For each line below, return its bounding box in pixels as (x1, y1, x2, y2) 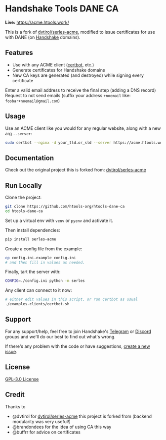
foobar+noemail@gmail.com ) (5, 98, 60, 104)
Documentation (5, 154, 54, 162)
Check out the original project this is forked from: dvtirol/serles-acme (5, 167, 147, 173)
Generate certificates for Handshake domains (12, 67, 105, 73)
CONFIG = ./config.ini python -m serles (5, 278, 85, 283)
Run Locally (5, 181, 42, 190)
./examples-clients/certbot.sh (5, 302, 70, 307)
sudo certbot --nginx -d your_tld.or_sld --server (5, 140, 112, 145)
